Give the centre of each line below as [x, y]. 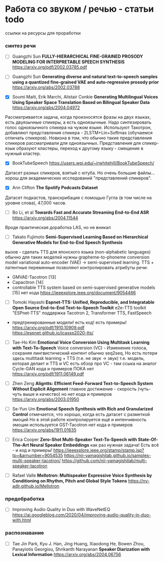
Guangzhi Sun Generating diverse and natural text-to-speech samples [85, 77]
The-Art [21, 445]
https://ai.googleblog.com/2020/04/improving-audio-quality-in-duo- [82, 515]
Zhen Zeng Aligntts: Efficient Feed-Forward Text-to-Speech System [82, 383]
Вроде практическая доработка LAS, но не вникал [58, 227]
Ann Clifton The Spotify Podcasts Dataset [55, 188]
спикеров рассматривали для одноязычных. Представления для [73, 143]
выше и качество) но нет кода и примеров [67, 394]
